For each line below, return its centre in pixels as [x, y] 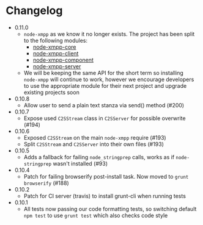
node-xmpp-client [56, 53]
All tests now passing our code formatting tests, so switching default [110, 209]
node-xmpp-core [54, 47]
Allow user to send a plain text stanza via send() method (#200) [104, 105]
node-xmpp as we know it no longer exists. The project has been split [109, 34]
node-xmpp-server [57, 66]
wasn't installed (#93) [80, 163]
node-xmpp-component [63, 60]
